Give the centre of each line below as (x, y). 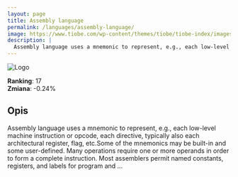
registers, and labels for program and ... (65, 166)
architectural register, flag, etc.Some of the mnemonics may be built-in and (117, 143)
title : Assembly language (45, 21)
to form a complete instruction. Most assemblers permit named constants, (115, 158)
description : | (30, 41)
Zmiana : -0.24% (32, 88)
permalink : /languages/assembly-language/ (71, 27)
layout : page (27, 14)
